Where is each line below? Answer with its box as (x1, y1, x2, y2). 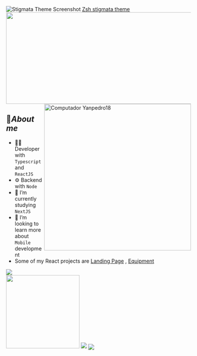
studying (14, 201, 36, 208)
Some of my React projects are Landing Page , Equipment (14, 257, 154, 265)
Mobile (14, 240, 31, 246)
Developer (14, 145, 40, 152)
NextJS (14, 208, 31, 215)
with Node (14, 182, 38, 189)
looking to (14, 220, 39, 227)
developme (14, 245, 42, 252)
